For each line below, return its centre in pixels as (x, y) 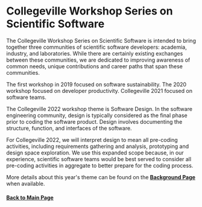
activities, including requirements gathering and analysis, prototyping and (97, 146)
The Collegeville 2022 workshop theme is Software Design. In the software (99, 109)
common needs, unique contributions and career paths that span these (94, 66)
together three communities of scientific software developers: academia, (96, 47)
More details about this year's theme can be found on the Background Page (101, 177)
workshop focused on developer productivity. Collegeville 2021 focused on (99, 91)
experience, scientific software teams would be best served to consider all (99, 159)
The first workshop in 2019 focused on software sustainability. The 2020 (96, 84)
